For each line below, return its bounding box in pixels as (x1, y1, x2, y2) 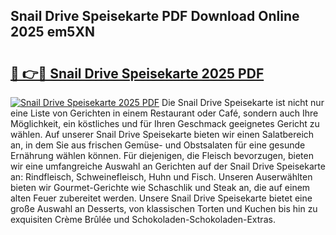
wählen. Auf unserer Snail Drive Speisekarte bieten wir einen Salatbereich (10, 129, 315, 140)
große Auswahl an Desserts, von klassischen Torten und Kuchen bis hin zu (10, 203, 318, 214)
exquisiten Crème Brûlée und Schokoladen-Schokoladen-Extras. (10, 214, 276, 225)
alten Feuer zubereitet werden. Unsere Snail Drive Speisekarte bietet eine (10, 192, 313, 204)
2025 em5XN (10, 24, 95, 41)
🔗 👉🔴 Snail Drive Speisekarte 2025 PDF (10, 65, 265, 82)
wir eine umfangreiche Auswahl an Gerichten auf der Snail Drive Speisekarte (10, 160, 326, 172)
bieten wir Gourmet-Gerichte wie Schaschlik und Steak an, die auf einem (10, 182, 311, 193)
